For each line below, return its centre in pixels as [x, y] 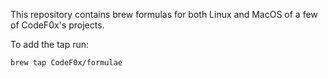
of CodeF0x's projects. [57, 25]
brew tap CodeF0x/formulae [66, 63]
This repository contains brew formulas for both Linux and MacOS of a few [164, 14]
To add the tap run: [50, 44]
